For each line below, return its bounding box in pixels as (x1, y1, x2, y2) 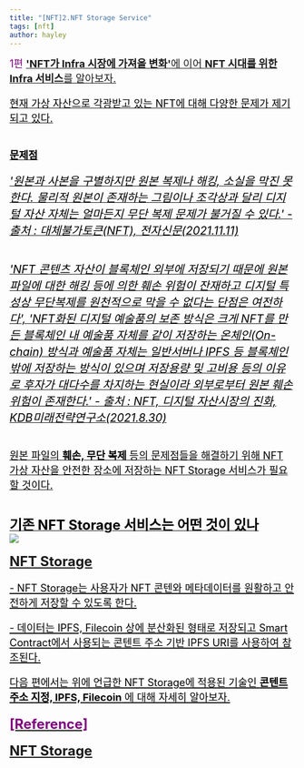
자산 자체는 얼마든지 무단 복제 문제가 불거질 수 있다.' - (23, 207, 293, 222)
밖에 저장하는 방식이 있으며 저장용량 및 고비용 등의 (9, 361, 262, 376)
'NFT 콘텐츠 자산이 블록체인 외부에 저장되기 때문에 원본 (9, 262, 288, 278)
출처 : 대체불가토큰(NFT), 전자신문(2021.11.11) (9, 224, 239, 238)
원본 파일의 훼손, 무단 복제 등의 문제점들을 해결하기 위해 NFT (9, 450, 284, 462)
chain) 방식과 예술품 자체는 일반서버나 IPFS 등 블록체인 (9, 345, 289, 359)
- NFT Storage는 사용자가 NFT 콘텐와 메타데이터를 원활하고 (9, 581, 282, 595)
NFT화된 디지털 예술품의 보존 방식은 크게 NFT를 (32, 311, 275, 327)
